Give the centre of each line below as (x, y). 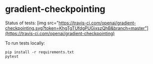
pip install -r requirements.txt (40, 52)
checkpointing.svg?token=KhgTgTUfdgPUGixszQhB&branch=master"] (77, 28)
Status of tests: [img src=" (32, 23)
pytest (12, 56)
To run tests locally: (25, 43)
